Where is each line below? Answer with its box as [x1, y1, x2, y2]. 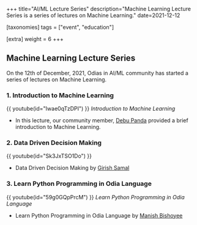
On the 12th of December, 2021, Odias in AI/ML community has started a [6, 69, 188, 76]
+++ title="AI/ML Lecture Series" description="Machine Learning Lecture [6, 6, 191, 12]
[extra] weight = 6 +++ [6, 35, 64, 42]
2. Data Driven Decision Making [6, 139, 102, 147]
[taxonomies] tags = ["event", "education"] [6, 24, 114, 31]
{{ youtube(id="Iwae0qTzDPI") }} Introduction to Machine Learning [6, 105, 176, 112]
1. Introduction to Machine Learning [6, 91, 114, 100]
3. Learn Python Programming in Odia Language [6, 180, 152, 188]
